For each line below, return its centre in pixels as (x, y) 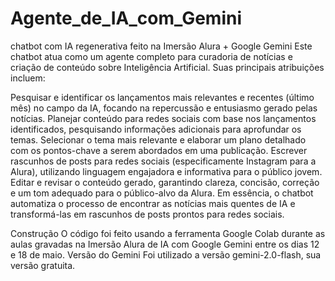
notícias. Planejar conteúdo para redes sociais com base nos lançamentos (163, 118)
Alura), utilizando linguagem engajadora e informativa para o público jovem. (166, 171)
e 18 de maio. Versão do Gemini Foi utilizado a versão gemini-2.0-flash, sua (166, 254)
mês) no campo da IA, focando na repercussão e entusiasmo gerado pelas (164, 108)
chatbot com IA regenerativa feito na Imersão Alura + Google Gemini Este (161, 46)
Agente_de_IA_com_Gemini (126, 18)
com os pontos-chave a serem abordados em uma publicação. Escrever (159, 150)
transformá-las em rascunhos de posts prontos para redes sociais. (147, 214)
